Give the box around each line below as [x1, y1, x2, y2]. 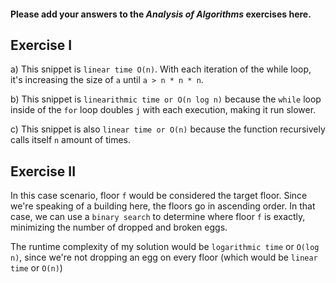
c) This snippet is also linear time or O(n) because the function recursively [10, 123, 326, 135]
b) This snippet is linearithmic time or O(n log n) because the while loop [10, 93, 322, 105]
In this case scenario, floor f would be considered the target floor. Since [10, 190, 308, 202]
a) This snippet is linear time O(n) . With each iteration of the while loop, [10, 63, 312, 75]
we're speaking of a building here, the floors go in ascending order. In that [10, 200, 316, 212]
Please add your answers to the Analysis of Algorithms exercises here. [10, 8, 312, 20]
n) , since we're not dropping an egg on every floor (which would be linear [10, 251, 318, 264]
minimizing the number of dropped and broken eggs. [10, 221, 228, 234]
